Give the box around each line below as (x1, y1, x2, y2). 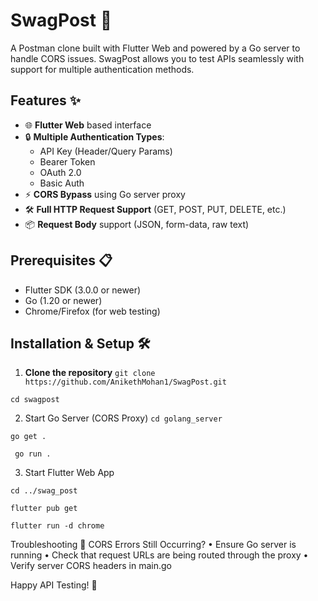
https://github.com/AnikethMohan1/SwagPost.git (24, 377, 227, 388)
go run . (14, 449, 52, 459)
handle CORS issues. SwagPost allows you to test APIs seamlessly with (10, 52, 305, 64)
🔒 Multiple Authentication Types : (24, 130, 165, 143)
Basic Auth (39, 177, 85, 189)
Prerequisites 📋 (10, 252, 113, 269)
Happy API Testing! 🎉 (10, 579, 98, 591)
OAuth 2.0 (39, 166, 82, 178)
